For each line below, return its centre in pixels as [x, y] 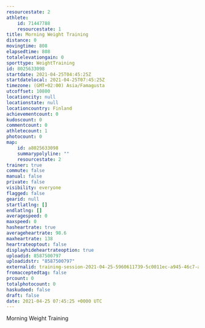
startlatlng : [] [27, 205]
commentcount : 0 [27, 126]
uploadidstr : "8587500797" [41, 262]
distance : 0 [21, 40]
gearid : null [23, 199]
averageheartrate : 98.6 [37, 233]
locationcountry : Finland [39, 108]
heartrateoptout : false [37, 244]
